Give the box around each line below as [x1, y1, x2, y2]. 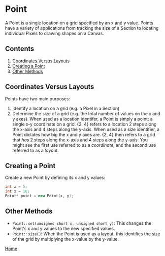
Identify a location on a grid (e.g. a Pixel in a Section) [12, 105, 120, 111]
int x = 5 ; [5, 184, 28, 189]
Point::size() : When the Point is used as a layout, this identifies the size [12, 231, 161, 237]
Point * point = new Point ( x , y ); [5, 194, 74, 199]
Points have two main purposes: [5, 95, 70, 102]
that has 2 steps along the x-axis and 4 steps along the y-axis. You [12, 137, 148, 143]
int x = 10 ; [5, 189, 30, 194]
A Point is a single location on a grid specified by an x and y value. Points [5, 20, 154, 26]
